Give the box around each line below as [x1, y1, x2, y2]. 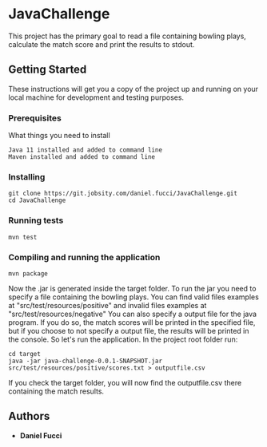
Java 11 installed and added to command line [8, 146, 162, 154]
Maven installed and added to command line [8, 153, 156, 161]
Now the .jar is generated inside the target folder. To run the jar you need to [8, 283, 257, 293]
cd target [8, 350, 42, 358]
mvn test [8, 233, 38, 241]
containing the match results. [8, 386, 105, 396]
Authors [8, 409, 50, 423]
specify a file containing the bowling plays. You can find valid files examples [8, 292, 260, 302]
